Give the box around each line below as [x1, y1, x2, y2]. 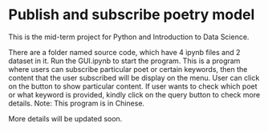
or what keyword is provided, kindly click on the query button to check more [8, 89, 261, 99]
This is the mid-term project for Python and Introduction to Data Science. [8, 32, 250, 42]
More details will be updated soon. [8, 113, 123, 123]
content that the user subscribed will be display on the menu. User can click [8, 73, 260, 82]
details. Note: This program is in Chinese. [8, 98, 145, 108]
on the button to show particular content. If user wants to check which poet [8, 81, 258, 91]
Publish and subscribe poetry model [8, 6, 255, 24]
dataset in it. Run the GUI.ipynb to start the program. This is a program [8, 56, 241, 65]
